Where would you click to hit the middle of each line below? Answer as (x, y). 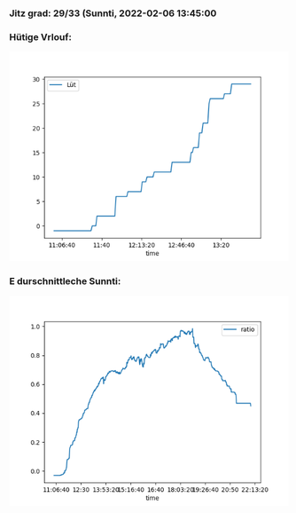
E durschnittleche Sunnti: (65, 281)
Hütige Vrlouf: (41, 36)
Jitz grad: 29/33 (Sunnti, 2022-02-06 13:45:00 (113, 13)
